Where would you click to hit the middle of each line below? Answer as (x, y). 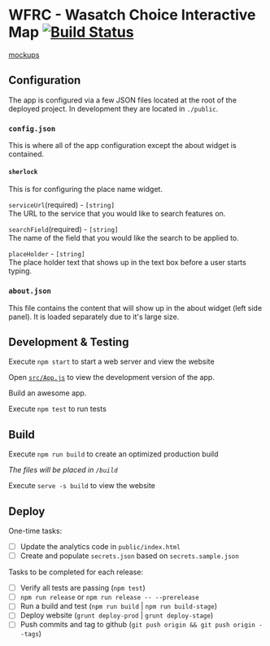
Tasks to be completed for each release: (76, 572)
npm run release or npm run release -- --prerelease (109, 597)
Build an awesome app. (48, 393)
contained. (26, 154)
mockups (24, 55)
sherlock (23, 172)
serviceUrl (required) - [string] (62, 205)
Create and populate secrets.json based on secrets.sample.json (130, 556)
